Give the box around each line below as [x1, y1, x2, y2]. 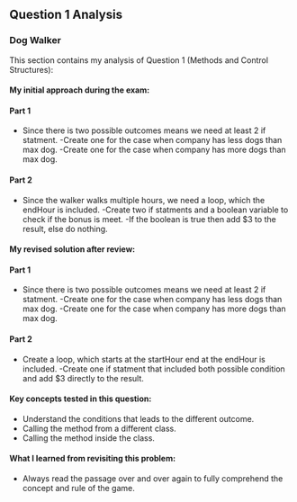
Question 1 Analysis [9, 7, 123, 22]
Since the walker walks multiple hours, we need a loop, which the [22, 194, 265, 205]
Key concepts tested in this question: [9, 393, 152, 404]
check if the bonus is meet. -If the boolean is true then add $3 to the [22, 213, 276, 224]
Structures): [9, 64, 54, 75]
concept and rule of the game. [22, 483, 135, 494]
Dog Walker [9, 34, 61, 47]
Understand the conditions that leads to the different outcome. [22, 413, 255, 424]
